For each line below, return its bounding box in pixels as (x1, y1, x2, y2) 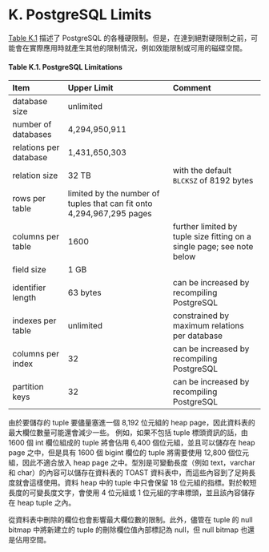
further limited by (172, 221, 238, 232)
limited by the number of (67, 188, 160, 199)
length (12, 292, 37, 304)
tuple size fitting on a (172, 231, 252, 242)
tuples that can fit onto (67, 198, 153, 209)
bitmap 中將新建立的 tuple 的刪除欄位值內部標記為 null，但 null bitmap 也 (8, 525, 248, 534)
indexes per (12, 315, 57, 326)
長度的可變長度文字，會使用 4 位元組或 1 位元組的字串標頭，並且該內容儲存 (8, 488, 255, 498)
